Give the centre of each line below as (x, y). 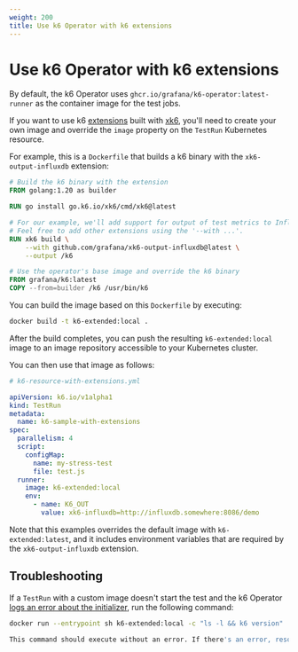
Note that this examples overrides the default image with (113, 530)
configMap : (45, 455)
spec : (19, 430)
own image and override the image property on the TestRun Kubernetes (138, 130)
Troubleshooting (56, 576)
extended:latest (39, 539)
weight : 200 (31, 17)
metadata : (27, 413)
